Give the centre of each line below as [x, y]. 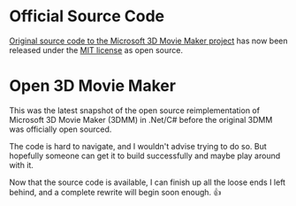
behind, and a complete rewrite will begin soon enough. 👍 [115, 192]
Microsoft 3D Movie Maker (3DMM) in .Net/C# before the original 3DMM [141, 119]
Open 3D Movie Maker [93, 86]
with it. [21, 164]
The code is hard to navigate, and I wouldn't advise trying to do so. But [138, 146]
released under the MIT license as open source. [96, 50]
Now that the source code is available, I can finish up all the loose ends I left [147, 182]
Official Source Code [87, 16]
